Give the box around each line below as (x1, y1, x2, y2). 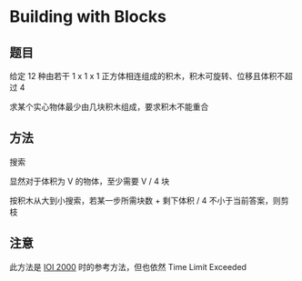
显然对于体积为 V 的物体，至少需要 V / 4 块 (9, 176, 170, 186)
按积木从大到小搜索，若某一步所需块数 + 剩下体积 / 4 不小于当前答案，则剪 (9, 195, 289, 206)
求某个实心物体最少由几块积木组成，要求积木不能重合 (9, 102, 209, 112)
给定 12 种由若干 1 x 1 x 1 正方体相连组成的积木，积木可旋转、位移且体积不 (9, 71, 286, 81)
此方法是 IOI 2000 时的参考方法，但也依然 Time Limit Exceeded (9, 261, 247, 272)
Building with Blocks (9, 6, 166, 27)
